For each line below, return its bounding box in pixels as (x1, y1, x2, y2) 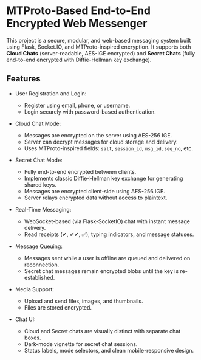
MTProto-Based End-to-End (6, 4, 151, 18)
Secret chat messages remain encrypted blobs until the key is (24, 267, 179, 274)
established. (24, 274, 55, 281)
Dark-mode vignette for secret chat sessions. (24, 340, 138, 347)
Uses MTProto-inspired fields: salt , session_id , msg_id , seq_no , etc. (24, 144, 193, 152)
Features (6, 74, 41, 84)
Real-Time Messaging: (15, 206, 72, 213)
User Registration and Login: (15, 89, 87, 97)
